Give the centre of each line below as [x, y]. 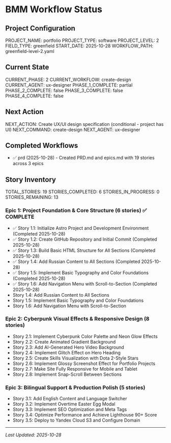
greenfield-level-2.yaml [30, 51]
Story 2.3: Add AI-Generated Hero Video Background [68, 347]
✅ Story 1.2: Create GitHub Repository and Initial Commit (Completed [85, 239]
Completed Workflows [42, 146]
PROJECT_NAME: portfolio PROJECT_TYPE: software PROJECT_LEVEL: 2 [82, 40]
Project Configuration [40, 28]
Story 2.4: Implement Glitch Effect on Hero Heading [67, 352]
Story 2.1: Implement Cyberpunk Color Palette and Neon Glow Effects [85, 336]
